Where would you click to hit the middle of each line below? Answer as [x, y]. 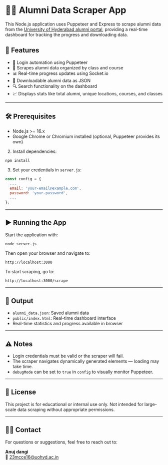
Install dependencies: [34, 151]
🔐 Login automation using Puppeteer [50, 62]
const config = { [23, 179]
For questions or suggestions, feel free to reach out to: [61, 442]
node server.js [21, 244]
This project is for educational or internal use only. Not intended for [74, 404]
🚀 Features [22, 50]
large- [151, 404]
